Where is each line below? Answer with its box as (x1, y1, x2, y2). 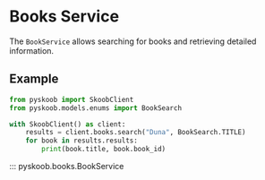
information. (9, 45, 55, 56)
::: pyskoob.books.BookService (9, 161, 124, 171)
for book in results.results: (25, 136, 139, 145)
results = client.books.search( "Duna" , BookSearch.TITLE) (25, 128, 246, 137)
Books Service (9, 6, 119, 27)
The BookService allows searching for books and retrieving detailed (9, 36, 257, 47)
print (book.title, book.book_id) (41, 145, 167, 154)
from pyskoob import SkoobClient (9, 95, 134, 104)
